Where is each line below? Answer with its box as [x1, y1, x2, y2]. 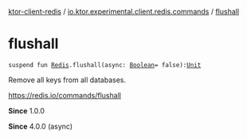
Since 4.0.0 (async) [8, 121, 73, 131]
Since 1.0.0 [8, 105, 45, 115]
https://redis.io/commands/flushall [8, 90, 122, 100]
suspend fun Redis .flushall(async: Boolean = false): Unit [8, 61, 202, 69]
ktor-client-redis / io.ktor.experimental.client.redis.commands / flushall [8, 7, 240, 16]
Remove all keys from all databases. [8, 75, 126, 85]
